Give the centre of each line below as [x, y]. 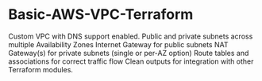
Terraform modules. [41, 69]
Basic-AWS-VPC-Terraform [101, 15]
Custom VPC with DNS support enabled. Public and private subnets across [131, 36]
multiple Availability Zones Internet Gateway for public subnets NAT [118, 44]
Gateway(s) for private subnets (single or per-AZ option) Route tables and [129, 53]
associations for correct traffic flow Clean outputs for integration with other [131, 61]
